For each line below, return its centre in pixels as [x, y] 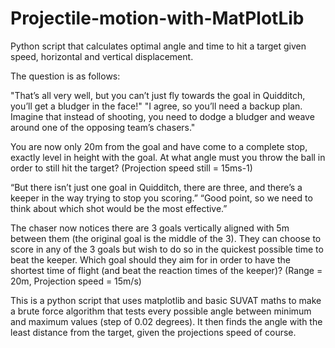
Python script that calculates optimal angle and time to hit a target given [158, 46]
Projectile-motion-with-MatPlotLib [157, 18]
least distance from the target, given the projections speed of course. [153, 332]
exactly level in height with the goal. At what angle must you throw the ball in [168, 157]
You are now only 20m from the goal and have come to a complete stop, [159, 146]
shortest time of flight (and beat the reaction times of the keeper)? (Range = [166, 270]
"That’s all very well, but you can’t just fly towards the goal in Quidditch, [158, 95]
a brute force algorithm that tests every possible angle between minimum [161, 311]
